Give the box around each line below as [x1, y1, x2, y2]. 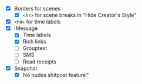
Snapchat [13, 65, 38, 72]
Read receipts [22, 58, 57, 65]
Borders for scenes [13, 5, 61, 12]
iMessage [13, 25, 38, 32]
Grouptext [22, 45, 48, 52]
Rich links [22, 38, 46, 45]
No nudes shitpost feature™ [22, 71, 89, 78]
